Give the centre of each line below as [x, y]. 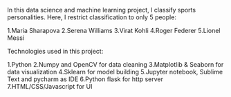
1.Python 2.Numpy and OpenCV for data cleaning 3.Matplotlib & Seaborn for [115, 64]
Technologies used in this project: [55, 51]
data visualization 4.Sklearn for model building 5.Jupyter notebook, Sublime [115, 72]
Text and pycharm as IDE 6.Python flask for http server [85, 79]
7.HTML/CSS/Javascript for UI [50, 86]
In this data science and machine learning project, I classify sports [101, 10]
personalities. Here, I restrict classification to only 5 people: [92, 17]
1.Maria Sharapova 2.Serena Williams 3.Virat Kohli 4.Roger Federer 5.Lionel [114, 31]
